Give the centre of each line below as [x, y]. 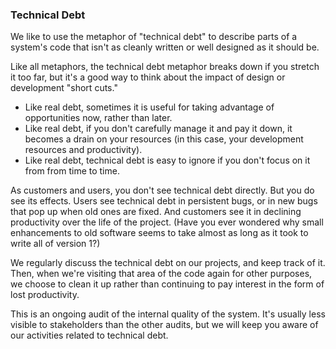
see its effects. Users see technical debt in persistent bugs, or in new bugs [164, 201]
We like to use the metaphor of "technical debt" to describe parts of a [154, 37]
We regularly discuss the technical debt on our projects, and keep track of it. [168, 263]
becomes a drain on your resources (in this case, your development [164, 139]
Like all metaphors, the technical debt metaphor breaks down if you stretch [165, 67]
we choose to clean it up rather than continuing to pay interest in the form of [167, 284]
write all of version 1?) [55, 244]
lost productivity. [45, 295]
